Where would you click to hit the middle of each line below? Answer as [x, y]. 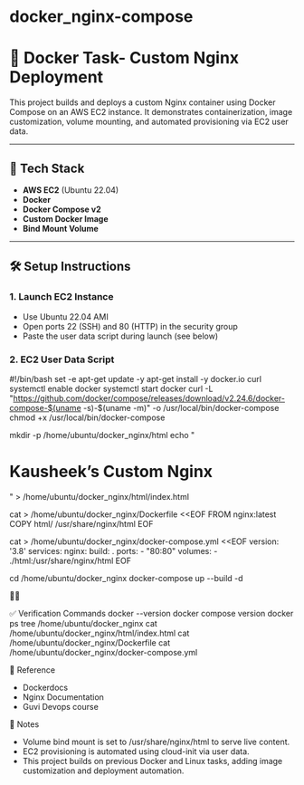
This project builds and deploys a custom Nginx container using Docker [142, 102]
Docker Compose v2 [62, 209]
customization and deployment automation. [103, 771]
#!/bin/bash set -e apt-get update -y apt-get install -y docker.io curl [136, 378]
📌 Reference [33, 670]
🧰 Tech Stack [47, 168]
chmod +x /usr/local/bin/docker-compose [87, 417]
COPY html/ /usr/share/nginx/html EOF [81, 523]
